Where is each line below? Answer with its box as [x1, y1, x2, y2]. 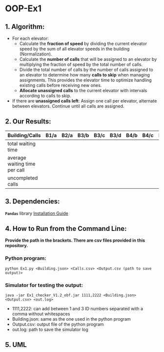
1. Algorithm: [5, 23, 45, 31]
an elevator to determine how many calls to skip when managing [19, 72, 150, 77]
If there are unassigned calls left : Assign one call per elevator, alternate [12, 98, 157, 103]
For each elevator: [12, 35, 49, 41]
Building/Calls [7, 132, 41, 139]
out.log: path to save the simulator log [12, 327, 89, 332]
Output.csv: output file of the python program [12, 322, 104, 327]
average [7, 154, 26, 161]
